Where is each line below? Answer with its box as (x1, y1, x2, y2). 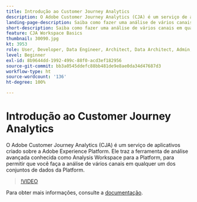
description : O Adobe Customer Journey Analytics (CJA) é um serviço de (6, 14, 188, 20)
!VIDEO (20, 177, 38, 184)
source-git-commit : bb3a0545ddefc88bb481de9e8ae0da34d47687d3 (6, 63, 161, 69)
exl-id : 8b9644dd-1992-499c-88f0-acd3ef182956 (6, 57, 122, 63)
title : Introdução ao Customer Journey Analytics (6, 8, 130, 15)
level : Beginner (6, 52, 46, 58)
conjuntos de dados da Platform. (6, 166, 85, 173)
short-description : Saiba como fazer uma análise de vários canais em (6, 25, 182, 31)
